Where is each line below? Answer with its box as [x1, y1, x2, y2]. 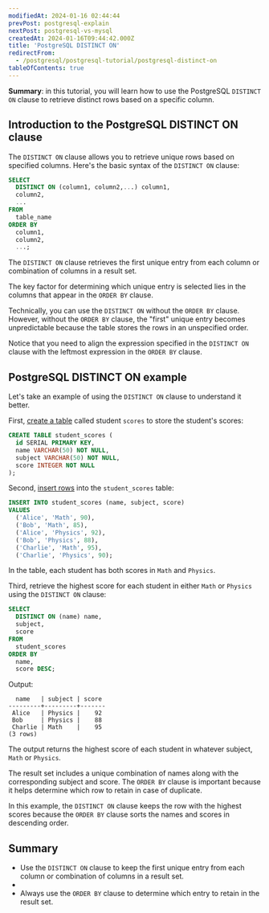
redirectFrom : [8, 49, 56, 57]
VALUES [8, 506, 31, 514]
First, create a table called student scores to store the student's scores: [8, 416, 243, 426]
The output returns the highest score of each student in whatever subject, [8, 744, 253, 754]
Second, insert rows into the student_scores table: [8, 483, 174, 493]
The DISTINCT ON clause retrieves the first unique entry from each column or [8, 258, 259, 268]
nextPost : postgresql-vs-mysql [8, 27, 113, 35]
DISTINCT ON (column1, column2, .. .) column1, [15, 183, 171, 191]
